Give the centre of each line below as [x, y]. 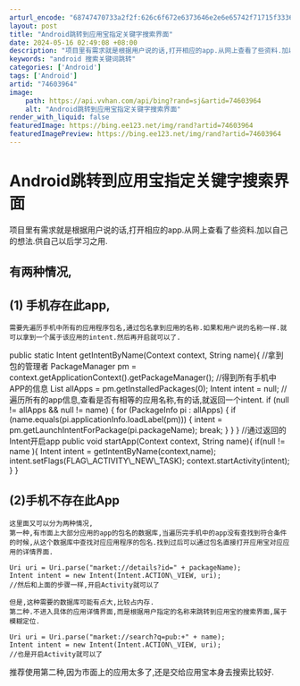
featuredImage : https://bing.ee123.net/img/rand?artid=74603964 [131, 126]
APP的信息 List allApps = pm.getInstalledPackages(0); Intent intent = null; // [148, 389]
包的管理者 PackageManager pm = [73, 367]
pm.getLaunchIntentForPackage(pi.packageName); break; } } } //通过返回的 [148, 430]
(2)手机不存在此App [65, 500]
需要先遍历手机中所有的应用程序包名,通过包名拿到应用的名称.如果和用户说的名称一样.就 [148, 328]
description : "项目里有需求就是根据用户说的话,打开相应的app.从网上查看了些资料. [146, 51]
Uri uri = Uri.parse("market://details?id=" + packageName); [125, 567]
